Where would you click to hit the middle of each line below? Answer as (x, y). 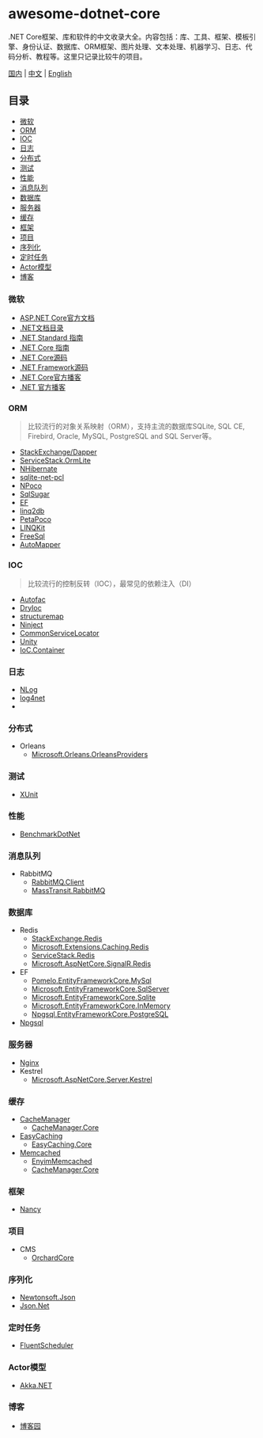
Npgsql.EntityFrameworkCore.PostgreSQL (100, 1014)
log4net (32, 698)
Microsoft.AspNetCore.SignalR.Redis (91, 964)
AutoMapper (40, 545)
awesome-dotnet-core (84, 14)
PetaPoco (35, 519)
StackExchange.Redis (67, 938)
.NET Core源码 (43, 358)
